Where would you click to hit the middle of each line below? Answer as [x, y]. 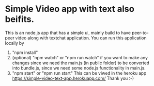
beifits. [20, 19]
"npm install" [25, 52]
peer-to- [140, 33]
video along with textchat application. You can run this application [81, 38]
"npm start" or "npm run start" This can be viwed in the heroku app [79, 73]
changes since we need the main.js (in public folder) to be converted [81, 63]
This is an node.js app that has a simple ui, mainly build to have [68, 33]
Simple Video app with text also [70, 9]
